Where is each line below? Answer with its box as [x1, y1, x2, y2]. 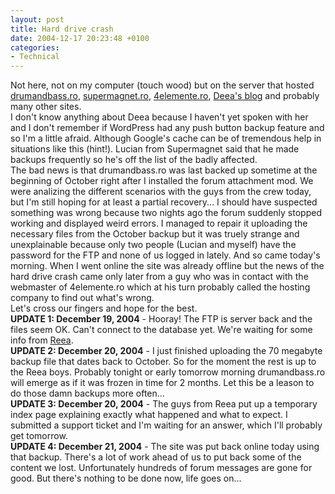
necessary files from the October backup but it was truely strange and [10, 228, 300, 240]
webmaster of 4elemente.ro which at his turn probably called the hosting [10, 281, 311, 293]
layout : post [10, 14, 65, 25]
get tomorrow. [10, 430, 68, 442]
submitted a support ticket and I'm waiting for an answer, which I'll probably [10, 419, 323, 431]
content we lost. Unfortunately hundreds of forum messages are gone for [10, 462, 313, 474]
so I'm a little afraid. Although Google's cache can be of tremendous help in [10, 132, 322, 145]
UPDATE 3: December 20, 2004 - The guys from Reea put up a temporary [10, 398, 318, 410]
